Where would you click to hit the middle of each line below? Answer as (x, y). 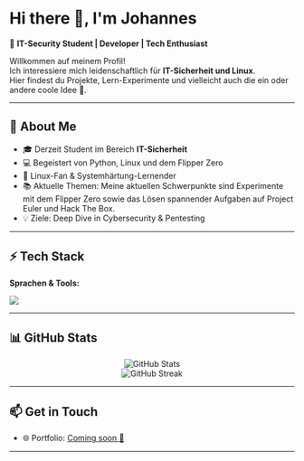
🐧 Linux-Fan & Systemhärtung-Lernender (99, 175)
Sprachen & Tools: (44, 283)
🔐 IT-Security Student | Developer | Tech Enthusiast (109, 43)
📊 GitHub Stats (53, 338)
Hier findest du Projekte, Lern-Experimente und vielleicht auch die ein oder (149, 80)
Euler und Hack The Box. (69, 208)
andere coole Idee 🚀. (48, 89)
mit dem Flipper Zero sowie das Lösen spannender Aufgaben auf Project (158, 199)
